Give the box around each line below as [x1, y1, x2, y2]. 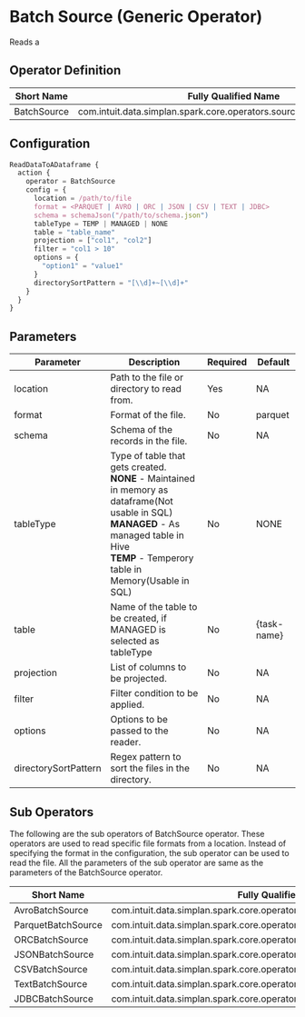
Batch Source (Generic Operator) [9, 6, 263, 27]
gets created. [110, 461, 167, 474]
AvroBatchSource [14, 903, 89, 916]
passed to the [110, 724, 170, 737]
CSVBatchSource [14, 962, 88, 975]
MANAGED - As [110, 518, 180, 531]
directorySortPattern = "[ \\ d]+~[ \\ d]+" [33, 278, 189, 287]
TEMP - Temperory [110, 552, 194, 564]
